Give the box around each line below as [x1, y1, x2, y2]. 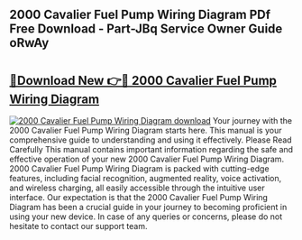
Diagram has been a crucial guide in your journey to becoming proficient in [9, 202, 288, 212]
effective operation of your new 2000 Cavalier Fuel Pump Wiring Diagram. [9, 153, 285, 164]
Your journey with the [213, 115, 293, 125]
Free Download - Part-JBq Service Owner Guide [9, 22, 283, 37]
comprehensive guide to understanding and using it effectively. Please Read [9, 134, 292, 145]
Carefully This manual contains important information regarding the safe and [9, 144, 294, 154]
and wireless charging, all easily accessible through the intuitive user [9, 182, 265, 193]
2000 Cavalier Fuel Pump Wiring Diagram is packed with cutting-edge [9, 163, 270, 174]
